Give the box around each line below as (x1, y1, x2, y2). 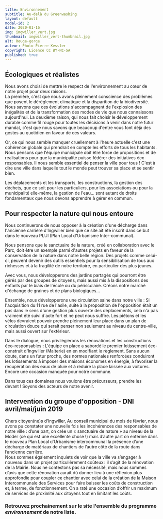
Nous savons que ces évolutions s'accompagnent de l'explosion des (5, 104, 142, 110)
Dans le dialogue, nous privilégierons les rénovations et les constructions (5, 338, 151, 343)
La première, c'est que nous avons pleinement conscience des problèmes (5, 93, 153, 100)
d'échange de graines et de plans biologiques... (5, 288, 100, 294)
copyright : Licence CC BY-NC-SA (5, 48, 70, 53)
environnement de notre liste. (5, 508, 76, 515)
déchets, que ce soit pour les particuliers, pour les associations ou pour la (5, 185, 153, 191)
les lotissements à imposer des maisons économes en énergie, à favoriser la (5, 358, 158, 364)
